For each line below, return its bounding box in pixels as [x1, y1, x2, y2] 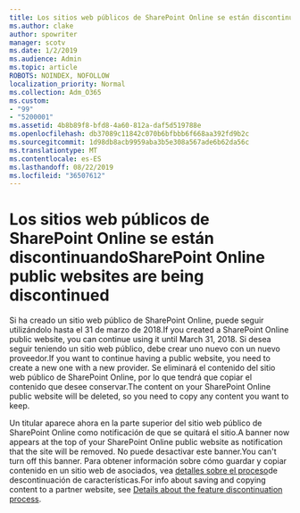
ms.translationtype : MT [9, 146, 98, 155]
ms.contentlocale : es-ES [9, 154, 102, 164]
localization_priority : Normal [9, 80, 126, 88]
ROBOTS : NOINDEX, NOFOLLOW [9, 71, 110, 80]
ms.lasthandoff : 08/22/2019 [9, 163, 114, 172]
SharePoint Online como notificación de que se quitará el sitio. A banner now [9, 427, 290, 438]
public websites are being [9, 266, 204, 287]
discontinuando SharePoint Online [9, 248, 265, 268]
